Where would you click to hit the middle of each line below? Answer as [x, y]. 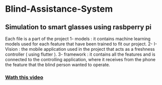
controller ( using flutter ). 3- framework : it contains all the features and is [80, 54]
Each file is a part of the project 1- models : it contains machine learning [78, 39]
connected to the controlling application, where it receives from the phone [81, 59]
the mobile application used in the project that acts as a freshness [88, 49]
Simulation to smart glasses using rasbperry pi [78, 27]
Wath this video [24, 77]
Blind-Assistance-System [59, 9]
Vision [12, 49]
